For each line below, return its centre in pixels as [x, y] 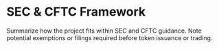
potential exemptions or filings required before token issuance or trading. [109, 37]
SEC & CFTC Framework [76, 12]
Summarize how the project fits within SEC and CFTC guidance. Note [104, 31]
